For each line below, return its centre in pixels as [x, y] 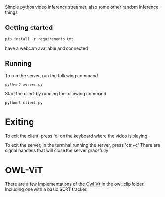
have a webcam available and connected [47, 48]
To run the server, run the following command [51, 75]
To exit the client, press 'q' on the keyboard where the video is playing [76, 136]
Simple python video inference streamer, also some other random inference [82, 7]
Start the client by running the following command [56, 93]
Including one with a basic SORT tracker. [46, 189]
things [12, 12]
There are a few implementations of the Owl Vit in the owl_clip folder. [75, 184]
